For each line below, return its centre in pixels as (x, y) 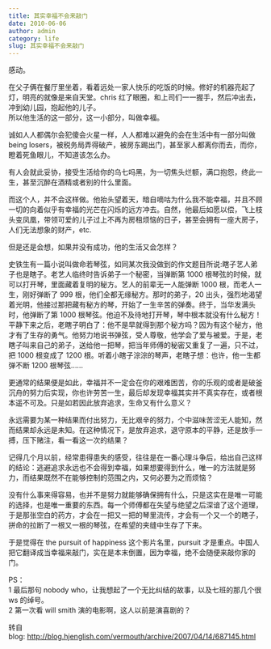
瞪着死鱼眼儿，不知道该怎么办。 (61, 155)
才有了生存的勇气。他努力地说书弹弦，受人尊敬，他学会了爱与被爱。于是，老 (135, 335)
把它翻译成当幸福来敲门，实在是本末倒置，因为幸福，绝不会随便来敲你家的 (132, 553)
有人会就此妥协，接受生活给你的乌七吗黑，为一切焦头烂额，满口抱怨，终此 (132, 172)
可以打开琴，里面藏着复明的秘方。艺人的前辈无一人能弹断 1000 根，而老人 (132, 285)
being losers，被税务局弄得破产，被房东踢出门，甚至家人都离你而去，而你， (135, 145)
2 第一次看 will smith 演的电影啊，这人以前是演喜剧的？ (100, 610)
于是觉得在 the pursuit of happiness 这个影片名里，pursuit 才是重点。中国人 (134, 542)
